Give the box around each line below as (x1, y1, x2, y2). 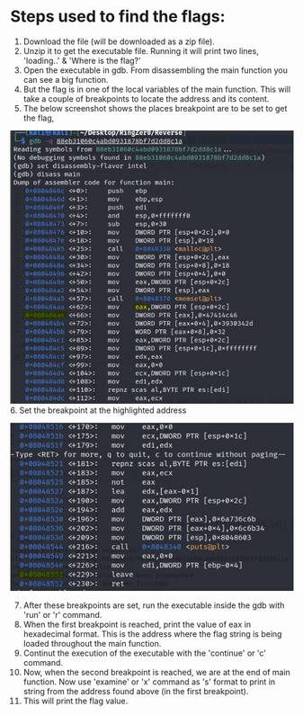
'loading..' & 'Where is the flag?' (22, 55, 142, 66)
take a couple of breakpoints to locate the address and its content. (22, 93, 270, 104)
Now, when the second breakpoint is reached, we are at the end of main (22, 667, 291, 678)
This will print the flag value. (22, 695, 129, 707)
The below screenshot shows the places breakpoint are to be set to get (22, 103, 288, 113)
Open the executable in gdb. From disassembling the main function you (22, 65, 289, 76)
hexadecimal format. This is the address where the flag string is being (22, 629, 282, 639)
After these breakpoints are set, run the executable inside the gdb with (22, 600, 285, 611)
